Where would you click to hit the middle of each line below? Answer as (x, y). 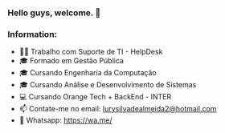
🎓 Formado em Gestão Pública (71, 61)
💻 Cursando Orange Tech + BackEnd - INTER (95, 97)
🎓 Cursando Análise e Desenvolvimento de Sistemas (108, 85)
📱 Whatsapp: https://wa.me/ (66, 120)
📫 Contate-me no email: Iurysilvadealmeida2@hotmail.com (118, 109)
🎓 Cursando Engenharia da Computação (88, 73)
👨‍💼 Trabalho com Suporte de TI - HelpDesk (91, 52)
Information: (33, 34)
